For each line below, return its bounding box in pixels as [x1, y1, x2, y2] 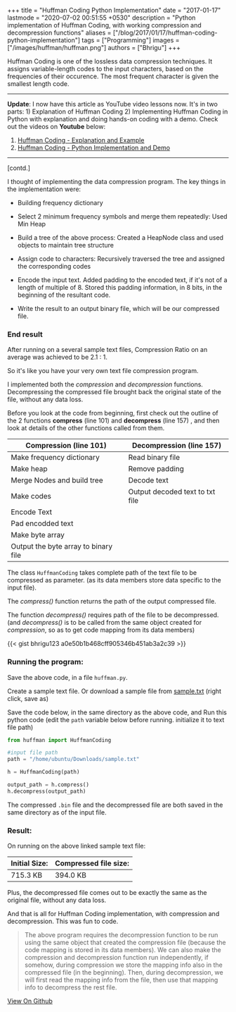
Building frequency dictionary [17, 199, 103, 207]
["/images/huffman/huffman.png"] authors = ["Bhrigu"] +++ [7, 44, 181, 51]
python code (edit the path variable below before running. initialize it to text [7, 715, 225, 724]
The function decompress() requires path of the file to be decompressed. [7, 611, 219, 619]
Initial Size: [11, 858, 48, 868]
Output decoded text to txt [128, 487, 216, 496]
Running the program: [7, 657, 84, 667]
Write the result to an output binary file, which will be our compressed [17, 305, 220, 312]
